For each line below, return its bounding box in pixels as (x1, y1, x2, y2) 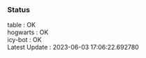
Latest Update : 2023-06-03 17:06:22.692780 (7, 43, 140, 52)
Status (7, 5, 30, 15)
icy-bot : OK (7, 36, 42, 44)
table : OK (7, 21, 36, 29)
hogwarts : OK (7, 28, 49, 36)
